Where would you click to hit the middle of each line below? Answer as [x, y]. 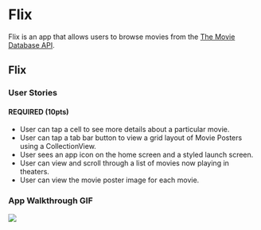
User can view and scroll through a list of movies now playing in [124, 163]
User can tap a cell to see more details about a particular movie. [125, 130]
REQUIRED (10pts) [39, 111]
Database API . [31, 45]
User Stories [33, 93]
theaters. [35, 172]
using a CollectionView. [58, 146]
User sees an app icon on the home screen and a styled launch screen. [136, 155]
